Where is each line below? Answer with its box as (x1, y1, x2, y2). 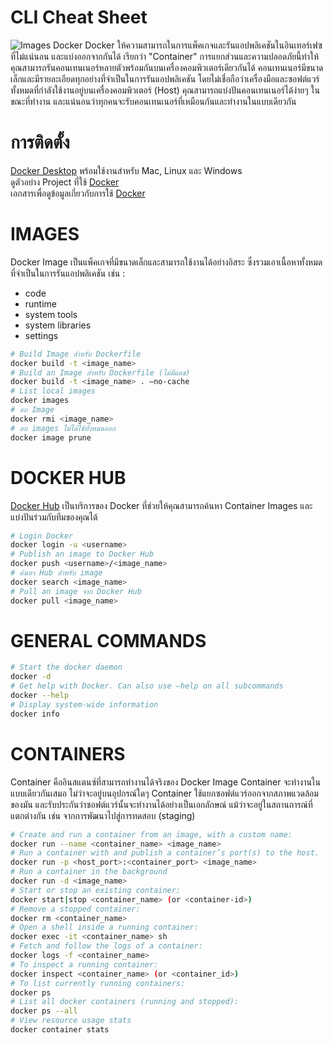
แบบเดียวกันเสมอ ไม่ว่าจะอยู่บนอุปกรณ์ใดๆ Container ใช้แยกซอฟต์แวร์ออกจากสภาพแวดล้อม (10, 787, 319, 799)
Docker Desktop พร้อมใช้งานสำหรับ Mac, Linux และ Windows (10, 164, 243, 176)
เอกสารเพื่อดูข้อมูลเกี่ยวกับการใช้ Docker (10, 187, 146, 199)
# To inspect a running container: (10, 959, 159, 970)
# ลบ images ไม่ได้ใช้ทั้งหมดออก (10, 423, 116, 433)
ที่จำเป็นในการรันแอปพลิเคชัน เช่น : (10, 267, 126, 279)
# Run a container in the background (10, 867, 168, 877)
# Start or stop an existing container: (10, 885, 182, 895)
